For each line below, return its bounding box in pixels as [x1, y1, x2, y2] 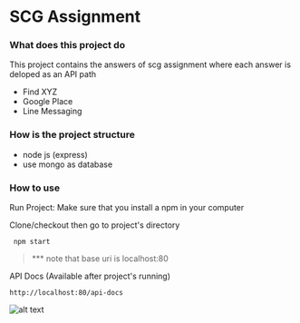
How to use [9, 181, 61, 194]
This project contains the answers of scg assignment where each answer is [9, 59, 292, 70]
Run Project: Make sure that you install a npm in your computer [9, 202, 245, 213]
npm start [13, 238, 51, 247]
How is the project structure [9, 129, 136, 142]
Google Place [22, 96, 73, 107]
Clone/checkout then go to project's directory [9, 220, 180, 230]
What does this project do [9, 39, 125, 52]
